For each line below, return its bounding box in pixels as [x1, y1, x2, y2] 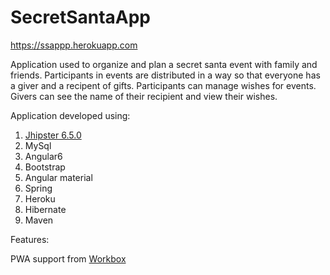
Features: [10, 233, 50, 245]
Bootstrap [24, 161, 66, 173]
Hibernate [24, 203, 67, 215]
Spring [24, 182, 53, 194]
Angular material [24, 171, 93, 183]
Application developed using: [10, 109, 131, 121]
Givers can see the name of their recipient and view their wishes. [10, 90, 278, 102]
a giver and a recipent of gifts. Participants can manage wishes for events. [10, 79, 317, 91]
